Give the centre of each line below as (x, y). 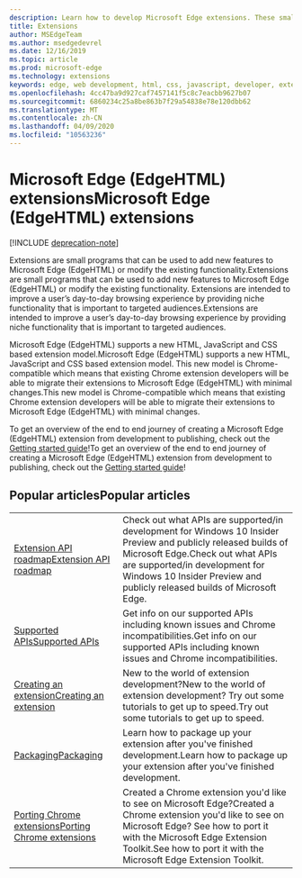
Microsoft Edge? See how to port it (195, 826)
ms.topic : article (44, 59)
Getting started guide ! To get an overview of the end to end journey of (138, 448)
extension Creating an (59, 695)
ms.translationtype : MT (54, 110)
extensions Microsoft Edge (110, 199)
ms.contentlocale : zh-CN (56, 118)
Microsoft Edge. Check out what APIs (200, 553)
